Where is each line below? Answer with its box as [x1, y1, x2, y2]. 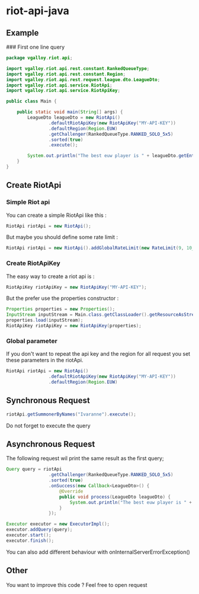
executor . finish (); [6, 538, 54, 544]
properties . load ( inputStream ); [6, 317, 84, 324]
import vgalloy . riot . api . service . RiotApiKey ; [6, 88, 120, 94]
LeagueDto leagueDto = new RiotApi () [27, 114, 120, 120]
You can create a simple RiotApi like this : [6, 212, 107, 219]
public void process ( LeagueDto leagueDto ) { [59, 494, 171, 500]
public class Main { [6, 98, 57, 104]
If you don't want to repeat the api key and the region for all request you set [6, 350, 191, 357]
